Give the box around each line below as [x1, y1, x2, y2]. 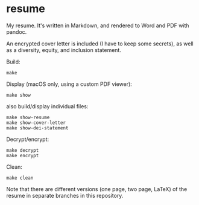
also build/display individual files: [6, 102, 89, 110]
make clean [6, 175, 34, 181]
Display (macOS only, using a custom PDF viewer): [6, 80, 133, 88]
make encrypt [6, 152, 39, 158]
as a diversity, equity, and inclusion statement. [6, 46, 122, 53]
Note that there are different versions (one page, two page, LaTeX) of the [6, 185, 188, 192]
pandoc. [6, 28, 27, 35]
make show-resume [6, 114, 50, 120]
